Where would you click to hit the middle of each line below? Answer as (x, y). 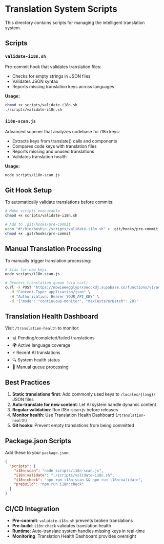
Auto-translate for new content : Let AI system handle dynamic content (84, 404)
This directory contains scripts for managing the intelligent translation (75, 23)
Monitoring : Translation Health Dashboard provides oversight (74, 536)
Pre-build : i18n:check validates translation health (61, 525)
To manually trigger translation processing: (48, 260)
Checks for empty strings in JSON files (51, 76)
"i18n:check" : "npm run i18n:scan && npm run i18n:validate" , (78, 480)
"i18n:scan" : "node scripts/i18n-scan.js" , (59, 471)
